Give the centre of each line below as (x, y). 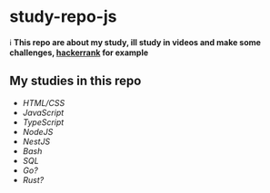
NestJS (36, 141)
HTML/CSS (44, 102)
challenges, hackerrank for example (79, 53)
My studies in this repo (75, 81)
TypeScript (43, 122)
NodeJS (38, 131)
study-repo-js (63, 17)
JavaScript (43, 112)
